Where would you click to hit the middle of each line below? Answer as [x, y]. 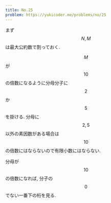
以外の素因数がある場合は [32, 133]
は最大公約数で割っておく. [33, 47]
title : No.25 [19, 10]
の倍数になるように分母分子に [37, 83]
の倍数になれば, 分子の [29, 178]
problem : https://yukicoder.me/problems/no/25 [56, 15]
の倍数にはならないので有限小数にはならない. [53, 150]
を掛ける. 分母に [22, 117]
